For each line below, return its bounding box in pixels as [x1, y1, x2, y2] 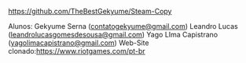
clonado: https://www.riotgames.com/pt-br [8, 47, 145, 55]
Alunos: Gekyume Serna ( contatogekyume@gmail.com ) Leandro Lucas [8, 22, 238, 30]
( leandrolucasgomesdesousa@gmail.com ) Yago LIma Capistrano [8, 30, 218, 39]
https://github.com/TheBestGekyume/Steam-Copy [8, 7, 172, 16]
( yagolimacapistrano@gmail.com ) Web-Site [8, 38, 149, 47]
